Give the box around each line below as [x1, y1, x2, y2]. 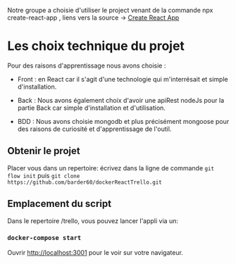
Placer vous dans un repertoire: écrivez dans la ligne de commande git [7, 163, 215, 172]
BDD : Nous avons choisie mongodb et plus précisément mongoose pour [17, 117, 230, 125]
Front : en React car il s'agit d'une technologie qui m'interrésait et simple [17, 75, 228, 83]
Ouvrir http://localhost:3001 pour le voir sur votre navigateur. [7, 248, 183, 256]
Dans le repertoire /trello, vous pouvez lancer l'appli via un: [7, 216, 178, 225]
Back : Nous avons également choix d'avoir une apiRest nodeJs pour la [17, 96, 225, 104]
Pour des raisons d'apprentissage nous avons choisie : [7, 61, 166, 70]
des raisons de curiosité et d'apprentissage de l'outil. [17, 125, 172, 133]
